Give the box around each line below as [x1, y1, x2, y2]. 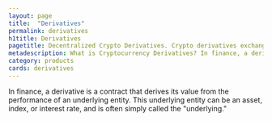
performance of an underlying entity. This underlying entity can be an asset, [8, 94, 263, 105]
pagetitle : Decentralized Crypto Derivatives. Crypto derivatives [8, 42, 237, 50]
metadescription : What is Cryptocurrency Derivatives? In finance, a [8, 49, 249, 57]
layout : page [8, 11, 53, 20]
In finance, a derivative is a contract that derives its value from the [8, 86, 229, 96]
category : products [8, 57, 74, 65]
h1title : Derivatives [8, 34, 82, 43]
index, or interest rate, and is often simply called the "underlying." [8, 103, 227, 113]
